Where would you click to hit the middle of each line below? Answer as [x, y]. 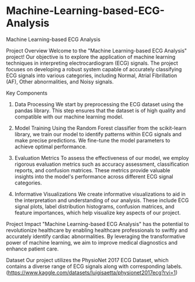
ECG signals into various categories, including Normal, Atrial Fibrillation [92, 75]
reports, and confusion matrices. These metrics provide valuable [92, 170]
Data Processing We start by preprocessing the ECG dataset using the [99, 104]
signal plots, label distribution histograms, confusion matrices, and [94, 206]
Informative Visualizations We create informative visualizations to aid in [100, 194]
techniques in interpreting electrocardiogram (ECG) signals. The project [92, 63]
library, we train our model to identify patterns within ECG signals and [98, 134]
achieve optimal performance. [51, 147]
